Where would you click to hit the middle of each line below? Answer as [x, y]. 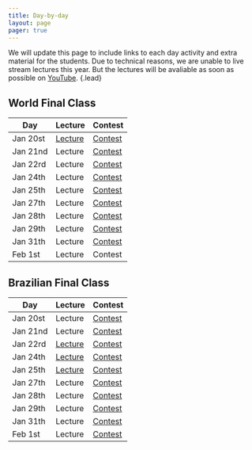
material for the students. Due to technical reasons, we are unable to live [126, 61]
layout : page [30, 23]
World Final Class [52, 103]
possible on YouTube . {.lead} [55, 78]
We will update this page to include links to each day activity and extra [123, 53]
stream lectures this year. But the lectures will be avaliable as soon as [121, 70]
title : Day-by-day [38, 15]
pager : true [28, 30]
